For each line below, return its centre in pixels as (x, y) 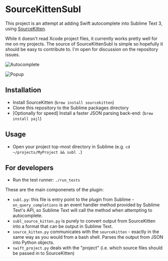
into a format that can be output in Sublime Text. (63, 227)
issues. (13, 55)
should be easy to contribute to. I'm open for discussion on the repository (82, 49)
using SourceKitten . (26, 28)
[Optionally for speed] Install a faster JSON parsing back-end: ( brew (83, 113)
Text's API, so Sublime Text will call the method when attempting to (82, 210)
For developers (30, 168)
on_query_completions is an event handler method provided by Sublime (86, 205)
